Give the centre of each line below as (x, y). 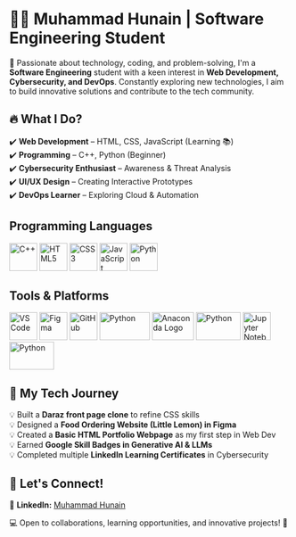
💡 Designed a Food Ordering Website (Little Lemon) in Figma (123, 425)
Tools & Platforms (59, 296)
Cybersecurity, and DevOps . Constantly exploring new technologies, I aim (147, 81)
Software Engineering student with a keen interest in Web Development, (144, 72)
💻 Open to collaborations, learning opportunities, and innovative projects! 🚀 (148, 523)
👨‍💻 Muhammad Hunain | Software (137, 19)
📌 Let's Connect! (57, 483)
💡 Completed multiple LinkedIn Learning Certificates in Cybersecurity (139, 455)
